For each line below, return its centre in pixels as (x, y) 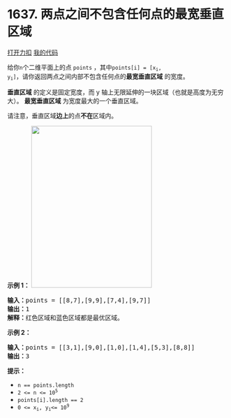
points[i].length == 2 (50, 400)
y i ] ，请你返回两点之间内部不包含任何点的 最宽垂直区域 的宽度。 (98, 77)
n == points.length (46, 385)
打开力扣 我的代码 (32, 52)
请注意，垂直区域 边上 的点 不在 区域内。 (62, 115)
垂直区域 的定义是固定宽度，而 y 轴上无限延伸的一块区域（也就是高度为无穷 (115, 92)
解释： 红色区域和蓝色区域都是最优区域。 (65, 318)
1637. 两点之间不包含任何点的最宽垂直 (116, 14)
